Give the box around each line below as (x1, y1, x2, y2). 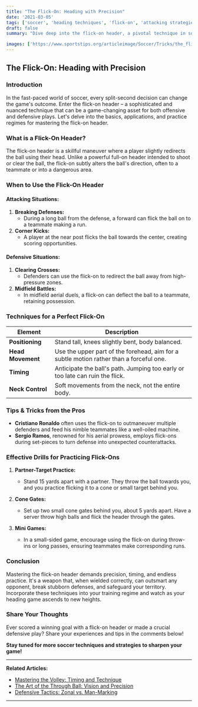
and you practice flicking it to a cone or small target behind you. (23, 484, 179, 491)
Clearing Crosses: (14, 267, 60, 274)
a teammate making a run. (23, 221, 87, 228)
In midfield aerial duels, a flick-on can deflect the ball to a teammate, (23, 291, 190, 298)
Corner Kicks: (14, 228, 50, 235)
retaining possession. (23, 298, 75, 305)
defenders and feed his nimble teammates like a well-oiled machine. (14, 426, 180, 433)
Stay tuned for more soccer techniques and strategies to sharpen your (6, 641, 183, 649)
